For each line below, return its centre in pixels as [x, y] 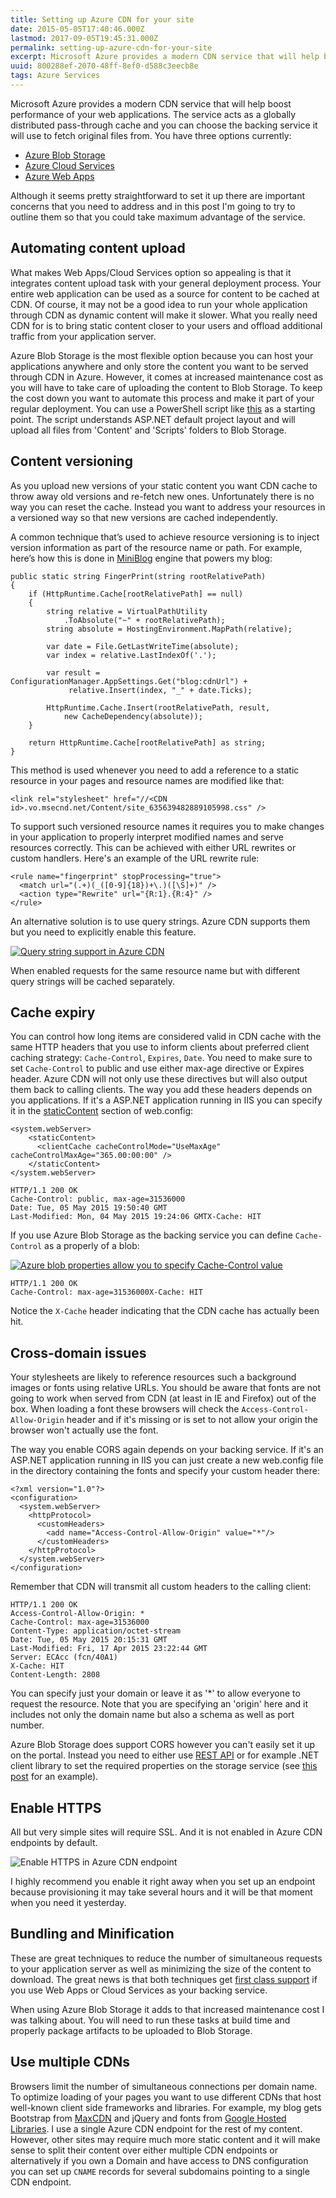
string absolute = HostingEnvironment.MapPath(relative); [169, 629]
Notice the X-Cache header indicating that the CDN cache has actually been [165, 1311]
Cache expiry [53, 1012]
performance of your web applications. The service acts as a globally [153, 114]
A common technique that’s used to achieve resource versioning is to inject [165, 537]
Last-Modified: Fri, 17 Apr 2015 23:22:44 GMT [109, 1649]
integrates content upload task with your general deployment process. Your [166, 283]
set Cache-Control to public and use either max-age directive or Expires [157, 1068]
